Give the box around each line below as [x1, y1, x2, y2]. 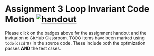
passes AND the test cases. [5, 45, 61, 51]
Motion [5, 14, 35, 25]
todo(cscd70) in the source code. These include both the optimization [5, 40, 146, 46]
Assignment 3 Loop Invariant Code [5, 3, 150, 15]
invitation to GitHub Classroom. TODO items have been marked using [5, 35, 145, 41]
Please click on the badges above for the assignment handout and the [5, 30, 147, 36]
